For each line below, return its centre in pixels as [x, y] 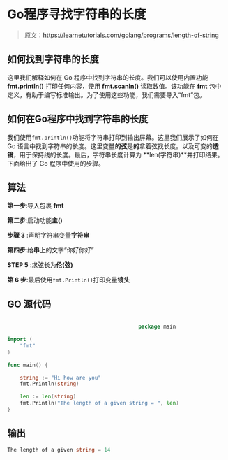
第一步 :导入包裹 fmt [36, 206]
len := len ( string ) [48, 397]
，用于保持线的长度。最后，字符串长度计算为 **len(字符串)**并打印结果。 [119, 154]
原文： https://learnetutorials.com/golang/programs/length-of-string [122, 35]
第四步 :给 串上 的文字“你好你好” [51, 250]
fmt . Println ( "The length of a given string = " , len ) [99, 403]
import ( [20, 340]
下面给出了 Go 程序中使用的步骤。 [56, 163]
